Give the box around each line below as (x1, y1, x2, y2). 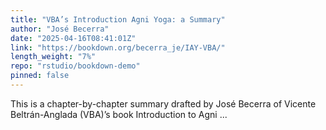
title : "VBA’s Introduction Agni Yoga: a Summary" (10, 14, 226, 25)
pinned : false (10, 71, 70, 81)
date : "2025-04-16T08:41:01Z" (10, 33, 137, 43)
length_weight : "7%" (10, 52, 97, 62)
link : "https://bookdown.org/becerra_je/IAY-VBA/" (10, 42, 226, 53)
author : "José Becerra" (10, 24, 110, 34)
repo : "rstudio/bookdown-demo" (10, 61, 141, 71)
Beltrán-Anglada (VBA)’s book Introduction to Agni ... (10, 108, 228, 120)
